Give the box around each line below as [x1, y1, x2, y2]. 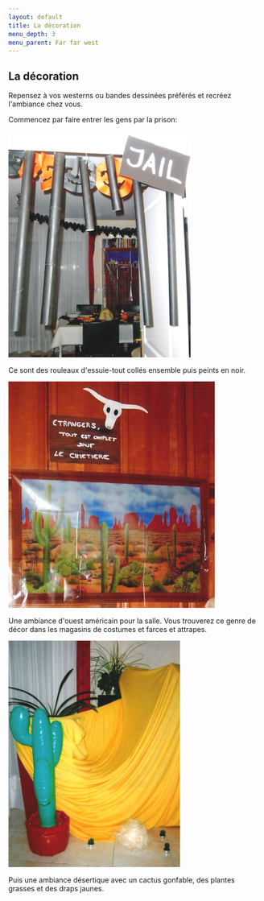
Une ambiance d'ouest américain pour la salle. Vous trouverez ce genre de [8, 616, 256, 626]
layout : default [8, 13, 63, 21]
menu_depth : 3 [8, 30, 56, 38]
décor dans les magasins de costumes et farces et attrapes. [8, 625, 208, 634]
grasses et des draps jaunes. [8, 884, 105, 894]
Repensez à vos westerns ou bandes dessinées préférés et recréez [8, 91, 232, 101]
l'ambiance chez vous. [8, 99, 83, 109]
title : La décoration [8, 21, 81, 30]
